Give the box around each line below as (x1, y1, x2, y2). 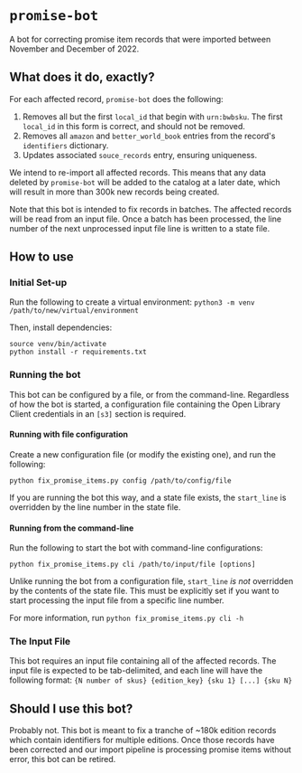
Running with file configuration (9, 429, 129, 440)
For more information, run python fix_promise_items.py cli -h (9, 613, 244, 624)
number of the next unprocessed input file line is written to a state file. (9, 222, 270, 233)
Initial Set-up (9, 277, 68, 289)
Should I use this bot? (9, 701, 133, 716)
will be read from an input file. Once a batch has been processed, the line (9, 213, 282, 224)
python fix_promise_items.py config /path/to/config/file (9, 476, 232, 485)
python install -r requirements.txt (9, 347, 147, 357)
